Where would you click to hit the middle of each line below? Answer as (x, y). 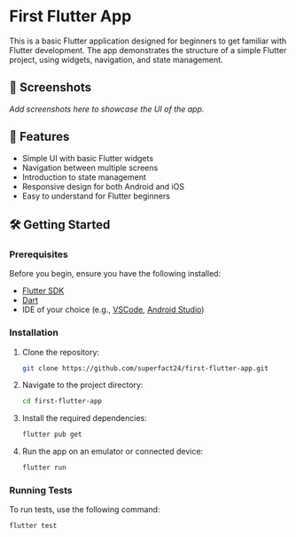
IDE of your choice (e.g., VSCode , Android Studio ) (113, 310)
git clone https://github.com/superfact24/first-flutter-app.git (145, 368)
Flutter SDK (43, 291)
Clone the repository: (61, 352)
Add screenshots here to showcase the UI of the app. (107, 109)
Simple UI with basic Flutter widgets (87, 158)
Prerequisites (39, 254)
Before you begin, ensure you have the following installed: (115, 274)
